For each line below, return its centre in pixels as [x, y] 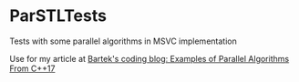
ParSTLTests [58, 16]
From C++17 [32, 68]
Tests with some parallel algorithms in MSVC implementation [123, 41]
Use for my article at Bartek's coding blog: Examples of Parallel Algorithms [149, 58]
